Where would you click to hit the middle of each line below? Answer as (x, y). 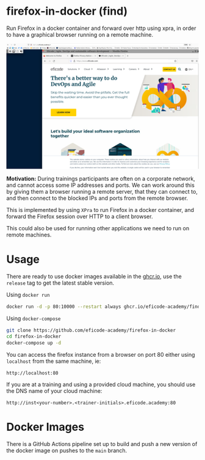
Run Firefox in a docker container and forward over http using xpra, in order (101, 28)
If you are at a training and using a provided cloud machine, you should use (101, 385)
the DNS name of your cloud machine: (54, 391)
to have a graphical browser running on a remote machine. (80, 34)
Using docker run (28, 294)
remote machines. (29, 235)
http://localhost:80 (33, 373)
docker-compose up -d (34, 343)
